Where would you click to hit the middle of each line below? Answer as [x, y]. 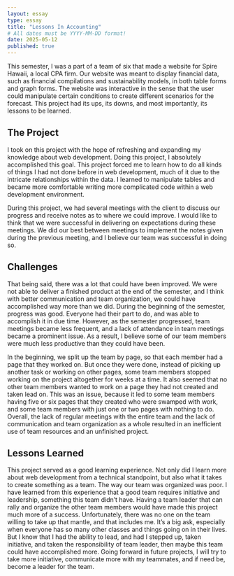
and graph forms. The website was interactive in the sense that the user [111, 89]
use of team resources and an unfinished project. [78, 431]
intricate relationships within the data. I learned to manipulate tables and [111, 179]
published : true [31, 46]
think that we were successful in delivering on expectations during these [112, 223]
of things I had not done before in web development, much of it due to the [114, 171]
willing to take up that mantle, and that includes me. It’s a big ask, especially [116, 522]
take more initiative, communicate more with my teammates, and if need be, [116, 559]
